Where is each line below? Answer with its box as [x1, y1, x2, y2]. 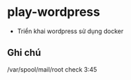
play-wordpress [7, 4, 101, 20]
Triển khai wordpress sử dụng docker [17, 27, 124, 35]
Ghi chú [7, 47, 41, 59]
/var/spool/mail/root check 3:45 [7, 65, 98, 73]
